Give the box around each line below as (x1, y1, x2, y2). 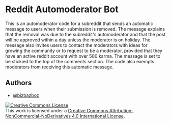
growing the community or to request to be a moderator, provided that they (5, 47, 163, 54)
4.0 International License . (72, 113, 125, 119)
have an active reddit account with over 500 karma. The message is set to (5, 53, 161, 59)
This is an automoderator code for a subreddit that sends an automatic (5, 20, 154, 27)
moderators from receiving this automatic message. (5, 64, 114, 70)
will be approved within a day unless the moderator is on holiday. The (5, 37, 151, 43)
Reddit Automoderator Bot (5, 4, 119, 15)
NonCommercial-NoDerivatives (5, 113, 71, 119)
